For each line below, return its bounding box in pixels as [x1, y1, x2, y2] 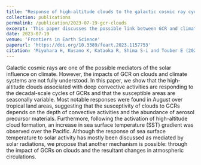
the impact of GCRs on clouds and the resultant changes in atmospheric [6, 146, 184, 154]
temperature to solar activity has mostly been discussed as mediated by [6, 134, 184, 141]
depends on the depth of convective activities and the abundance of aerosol [6, 108, 194, 115]
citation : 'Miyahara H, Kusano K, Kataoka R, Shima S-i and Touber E [6, 48, 184, 54]
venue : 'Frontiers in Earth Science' [6, 36, 100, 42]
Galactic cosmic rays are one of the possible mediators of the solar [6, 64, 172, 71]
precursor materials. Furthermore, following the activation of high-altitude [6, 115, 188, 122]
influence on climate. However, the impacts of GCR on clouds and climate [6, 70, 187, 78]
